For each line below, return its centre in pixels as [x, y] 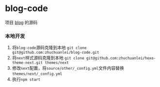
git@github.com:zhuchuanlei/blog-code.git [56, 53]
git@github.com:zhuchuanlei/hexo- [121, 58]
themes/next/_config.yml [37, 74]
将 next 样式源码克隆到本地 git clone [48, 58]
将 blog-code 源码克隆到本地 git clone [49, 48]
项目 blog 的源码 [21, 22]
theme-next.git [27, 63]
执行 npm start [26, 79]
